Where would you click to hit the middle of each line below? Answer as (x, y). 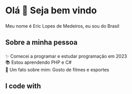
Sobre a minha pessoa (41, 42)
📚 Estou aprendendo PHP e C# (38, 62)
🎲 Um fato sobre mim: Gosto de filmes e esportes (57, 70)
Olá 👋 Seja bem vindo (51, 11)
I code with (23, 86)
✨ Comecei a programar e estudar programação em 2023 (66, 57)
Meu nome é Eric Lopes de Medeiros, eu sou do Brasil (62, 26)
